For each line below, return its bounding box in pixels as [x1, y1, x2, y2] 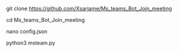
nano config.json [6, 28, 48, 35]
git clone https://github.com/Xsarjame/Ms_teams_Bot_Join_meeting [6, 5, 172, 12]
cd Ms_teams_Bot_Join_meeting [6, 17, 85, 23]
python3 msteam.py [6, 40, 55, 46]
